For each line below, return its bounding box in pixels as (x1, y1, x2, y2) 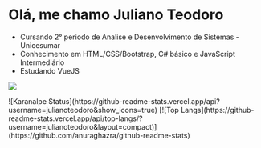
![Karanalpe (8, 96, 47, 106)
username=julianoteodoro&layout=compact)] (8, 122, 157, 131)
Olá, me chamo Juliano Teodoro (8, 6, 224, 24)
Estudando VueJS (19, 66, 80, 75)
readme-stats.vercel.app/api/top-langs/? (8, 114, 143, 123)
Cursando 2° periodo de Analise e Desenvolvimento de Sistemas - (19, 32, 239, 42)
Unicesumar (19, 40, 61, 50)
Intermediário (19, 58, 65, 67)
